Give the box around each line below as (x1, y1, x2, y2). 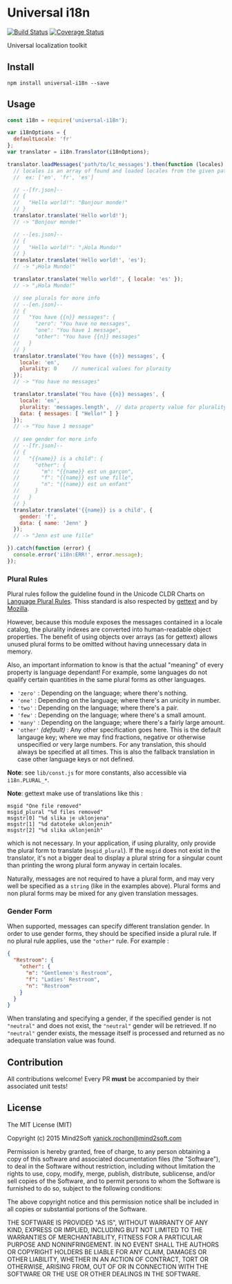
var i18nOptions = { (7, 129, 67, 136)
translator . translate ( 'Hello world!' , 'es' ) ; (13, 257, 147, 264)
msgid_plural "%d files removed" (7, 808, 104, 816)
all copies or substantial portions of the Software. (7, 1204, 147, 1213)
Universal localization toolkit (7, 41, 88, 49)
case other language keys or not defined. (17, 755, 135, 763)
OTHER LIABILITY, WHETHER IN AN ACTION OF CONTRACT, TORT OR (7, 1255, 209, 1263)
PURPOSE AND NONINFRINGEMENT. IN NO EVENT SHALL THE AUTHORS (7, 1240, 220, 1249)
